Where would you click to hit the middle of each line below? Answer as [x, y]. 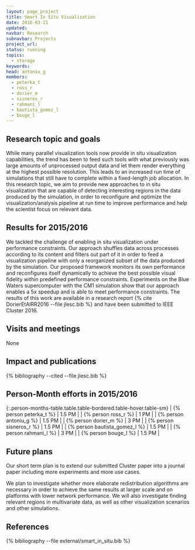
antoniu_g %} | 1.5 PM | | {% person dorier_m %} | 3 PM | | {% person [90, 421]
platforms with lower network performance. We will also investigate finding [96, 496]
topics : [16, 55]
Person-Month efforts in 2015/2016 [72, 394]
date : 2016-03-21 [27, 22]
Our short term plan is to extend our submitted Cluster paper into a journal [95, 466]
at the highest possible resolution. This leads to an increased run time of [93, 172]
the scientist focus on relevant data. [49, 210]
